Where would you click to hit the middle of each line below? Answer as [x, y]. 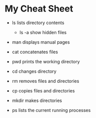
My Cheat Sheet [39, 9]
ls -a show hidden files [43, 32]
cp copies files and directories [43, 90]
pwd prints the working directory [46, 61]
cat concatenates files [35, 52]
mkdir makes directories [37, 100]
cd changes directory [34, 71]
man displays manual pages [41, 42]
